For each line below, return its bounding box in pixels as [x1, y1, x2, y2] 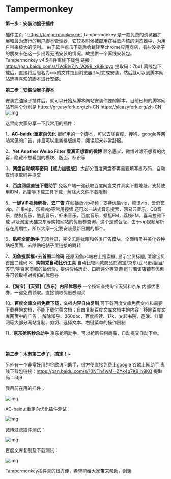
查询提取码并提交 [5, 172, 41, 178]
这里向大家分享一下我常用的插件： [5, 120, 77, 126]
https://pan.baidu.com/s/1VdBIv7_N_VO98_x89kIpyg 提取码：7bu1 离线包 [5, 63, 157, 69]
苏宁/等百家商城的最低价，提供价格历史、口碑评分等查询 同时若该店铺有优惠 [5, 266, 164, 272]
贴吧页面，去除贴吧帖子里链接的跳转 [5, 242, 81, 248]
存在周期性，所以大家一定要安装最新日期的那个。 [5, 225, 108, 231]
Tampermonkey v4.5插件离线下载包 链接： [5, 57, 94, 63]
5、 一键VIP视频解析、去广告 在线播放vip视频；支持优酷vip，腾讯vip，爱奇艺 [5, 200, 165, 206]
